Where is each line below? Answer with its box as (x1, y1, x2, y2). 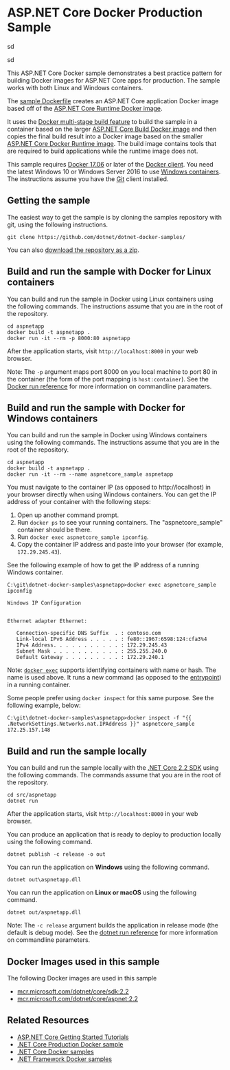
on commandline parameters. (7, 936, 91, 944)
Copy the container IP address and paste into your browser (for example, (16, 541, 224, 549)
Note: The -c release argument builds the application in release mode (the (7, 921, 218, 930)
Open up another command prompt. (16, 511, 119, 519)
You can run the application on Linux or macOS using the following (7, 888, 197, 896)
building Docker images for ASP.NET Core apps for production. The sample (7, 76, 220, 84)
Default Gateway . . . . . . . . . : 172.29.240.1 (16, 654, 165, 661)
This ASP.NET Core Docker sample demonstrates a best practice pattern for (7, 69, 222, 77)
